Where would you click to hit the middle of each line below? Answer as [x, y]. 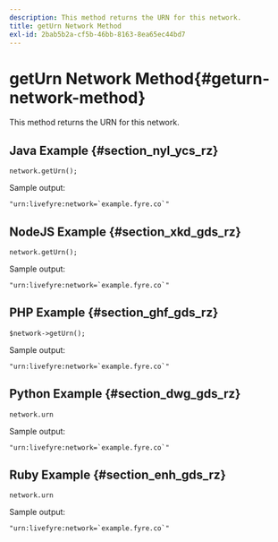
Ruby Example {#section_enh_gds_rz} [118, 474]
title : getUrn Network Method [66, 26]
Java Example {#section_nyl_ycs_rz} [114, 150]
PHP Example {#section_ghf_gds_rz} [114, 313]
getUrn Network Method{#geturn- [139, 78]
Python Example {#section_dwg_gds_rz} [125, 394]
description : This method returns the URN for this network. [126, 17]
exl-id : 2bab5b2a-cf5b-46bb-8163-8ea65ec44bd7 [97, 34]
